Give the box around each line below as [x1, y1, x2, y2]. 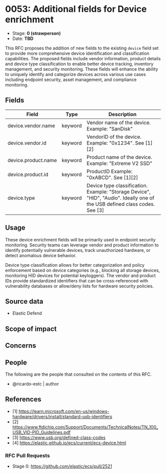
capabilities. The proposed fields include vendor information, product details [5, 55, 161, 61]
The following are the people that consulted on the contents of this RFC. [5, 371, 152, 377]
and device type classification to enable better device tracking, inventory [5, 61, 154, 67]
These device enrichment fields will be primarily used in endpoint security [5, 237, 156, 242]
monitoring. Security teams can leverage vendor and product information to [5, 242, 159, 248]
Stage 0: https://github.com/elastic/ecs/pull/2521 [12, 463, 112, 470]
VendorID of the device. [86, 133, 142, 140]
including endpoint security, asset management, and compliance [5, 77, 137, 82]
